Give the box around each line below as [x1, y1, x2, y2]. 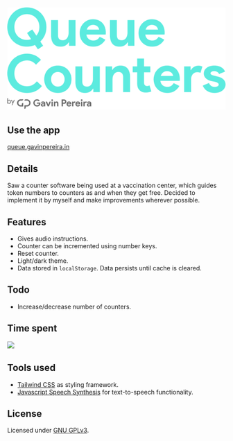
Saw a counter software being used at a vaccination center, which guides [7, 181, 217, 190]
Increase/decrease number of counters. [17, 302, 132, 311]
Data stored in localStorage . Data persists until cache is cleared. [17, 264, 202, 273]
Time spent [7, 322, 58, 334]
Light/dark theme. [17, 257, 69, 265]
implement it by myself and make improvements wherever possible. [7, 196, 200, 205]
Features [7, 216, 46, 228]
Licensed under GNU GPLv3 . [7, 426, 89, 435]
